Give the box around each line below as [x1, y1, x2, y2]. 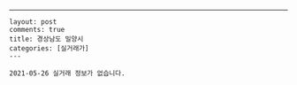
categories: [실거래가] [9, 44, 89, 53]
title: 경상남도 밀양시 [9, 35, 84, 43]
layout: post [9, 18, 57, 27]
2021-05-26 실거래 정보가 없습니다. [9, 69, 126, 78]
